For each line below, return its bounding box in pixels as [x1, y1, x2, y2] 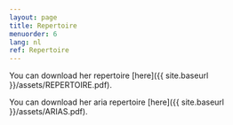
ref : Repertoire [9, 46, 69, 55]
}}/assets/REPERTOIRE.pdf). [9, 80, 113, 90]
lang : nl [9, 37, 42, 47]
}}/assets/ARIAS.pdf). [9, 106, 88, 117]
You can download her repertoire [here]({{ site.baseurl [9, 70, 209, 81]
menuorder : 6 [9, 29, 58, 38]
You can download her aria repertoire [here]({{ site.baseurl [9, 97, 225, 107]
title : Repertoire [9, 21, 77, 30]
